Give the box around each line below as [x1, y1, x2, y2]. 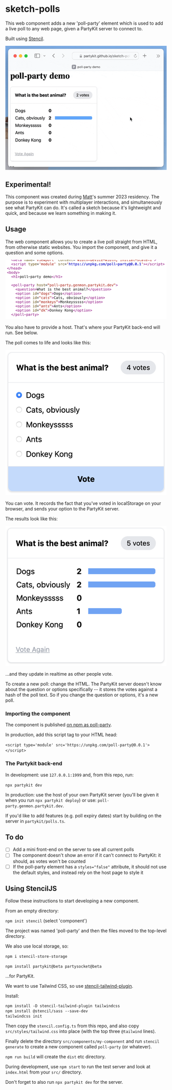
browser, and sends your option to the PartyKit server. [5, 505, 120, 512]
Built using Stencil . [5, 35, 45, 42]
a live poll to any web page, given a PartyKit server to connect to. [5, 25, 143, 31]
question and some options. [5, 249, 64, 256]
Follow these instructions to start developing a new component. [5, 898, 139, 904]
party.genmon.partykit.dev [5, 803, 63, 809]
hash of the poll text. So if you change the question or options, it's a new [5, 692, 159, 698]
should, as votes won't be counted [12, 858, 86, 864]
